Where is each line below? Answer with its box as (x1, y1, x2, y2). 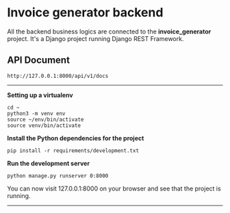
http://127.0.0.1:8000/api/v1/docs (7, 72, 109, 79)
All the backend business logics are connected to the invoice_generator (7, 27, 212, 35)
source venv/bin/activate (7, 122, 81, 129)
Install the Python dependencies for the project (7, 134, 144, 142)
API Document (7, 55, 71, 66)
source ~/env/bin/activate (7, 116, 84, 123)
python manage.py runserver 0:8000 (7, 172, 109, 179)
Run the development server (7, 159, 90, 167)
